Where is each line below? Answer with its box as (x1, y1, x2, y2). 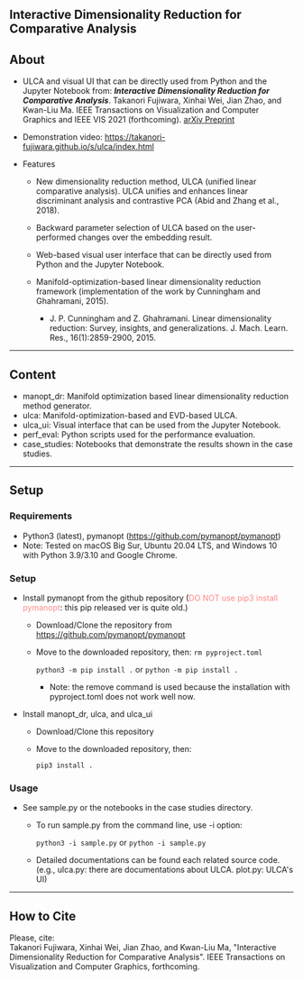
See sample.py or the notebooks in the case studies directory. (22, 802, 253, 813)
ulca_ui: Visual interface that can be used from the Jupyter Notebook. (22, 419, 281, 431)
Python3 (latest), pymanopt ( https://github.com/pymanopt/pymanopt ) (22, 530, 281, 541)
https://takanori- (105, 132, 166, 142)
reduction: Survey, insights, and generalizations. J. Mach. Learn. (49, 323, 289, 334)
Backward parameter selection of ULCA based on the (35, 223, 234, 234)
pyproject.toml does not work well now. (49, 692, 196, 701)
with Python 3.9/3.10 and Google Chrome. (22, 549, 178, 560)
